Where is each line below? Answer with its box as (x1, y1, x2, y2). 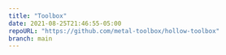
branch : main (8, 34, 53, 43)
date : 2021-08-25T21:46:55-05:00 (8, 19, 122, 27)
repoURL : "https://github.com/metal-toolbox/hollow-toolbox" (8, 27, 220, 35)
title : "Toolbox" (8, 11, 67, 20)
